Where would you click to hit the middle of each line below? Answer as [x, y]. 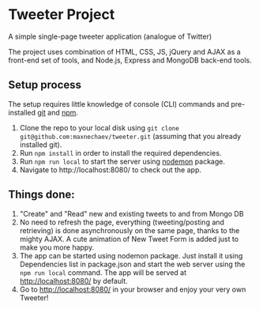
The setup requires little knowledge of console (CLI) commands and [119, 104]
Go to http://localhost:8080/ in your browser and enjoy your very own [133, 289]
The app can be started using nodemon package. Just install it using [131, 255]
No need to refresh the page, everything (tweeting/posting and [122, 222]
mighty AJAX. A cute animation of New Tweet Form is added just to [129, 239]
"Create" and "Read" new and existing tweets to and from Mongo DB [131, 213]
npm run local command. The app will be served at [103, 272]
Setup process [45, 85]
